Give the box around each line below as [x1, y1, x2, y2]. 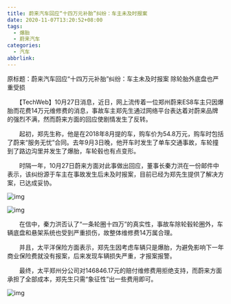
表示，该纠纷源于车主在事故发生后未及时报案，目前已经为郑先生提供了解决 [7, 170, 218, 178]
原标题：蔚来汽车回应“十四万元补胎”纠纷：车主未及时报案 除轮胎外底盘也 [7, 74, 213, 83]
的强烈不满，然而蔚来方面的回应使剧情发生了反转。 [7, 115, 152, 123]
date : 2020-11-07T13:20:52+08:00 [7, 17, 103, 23]
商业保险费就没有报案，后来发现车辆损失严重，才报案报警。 [7, 252, 176, 260]
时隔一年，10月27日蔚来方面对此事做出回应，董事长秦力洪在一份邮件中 [19, 161, 219, 169]
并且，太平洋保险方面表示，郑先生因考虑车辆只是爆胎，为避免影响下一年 [19, 243, 224, 251]
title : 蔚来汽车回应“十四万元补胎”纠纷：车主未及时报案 [7, 10, 148, 17]
